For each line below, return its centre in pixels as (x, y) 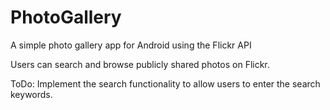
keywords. (31, 94)
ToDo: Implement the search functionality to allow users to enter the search (165, 83)
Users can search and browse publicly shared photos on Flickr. (140, 64)
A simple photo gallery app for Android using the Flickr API (131, 45)
